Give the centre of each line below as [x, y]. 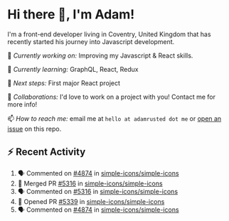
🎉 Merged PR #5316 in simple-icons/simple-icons [90, 183]
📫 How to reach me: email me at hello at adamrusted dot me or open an [114, 118]
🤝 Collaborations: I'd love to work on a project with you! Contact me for [111, 97]
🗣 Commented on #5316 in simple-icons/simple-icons [98, 191]
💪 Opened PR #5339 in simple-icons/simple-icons [91, 201]
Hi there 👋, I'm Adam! [71, 15]
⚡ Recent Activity [47, 152]
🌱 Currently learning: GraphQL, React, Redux [73, 69]
